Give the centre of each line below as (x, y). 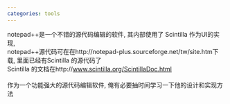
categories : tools (34, 14)
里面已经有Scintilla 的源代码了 (59, 60)
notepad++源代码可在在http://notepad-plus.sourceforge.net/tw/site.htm (110, 51)
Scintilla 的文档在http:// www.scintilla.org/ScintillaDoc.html (89, 69)
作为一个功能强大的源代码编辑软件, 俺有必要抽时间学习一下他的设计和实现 (112, 85)
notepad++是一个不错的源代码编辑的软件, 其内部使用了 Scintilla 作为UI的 (110, 34)
